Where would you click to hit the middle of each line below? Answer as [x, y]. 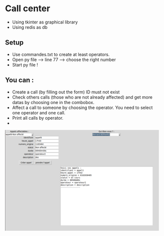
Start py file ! [25, 64]
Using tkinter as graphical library [45, 22]
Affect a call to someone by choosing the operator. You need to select [82, 107]
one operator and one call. [39, 112]
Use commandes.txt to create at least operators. [61, 54]
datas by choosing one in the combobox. [53, 102]
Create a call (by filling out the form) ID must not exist [66, 92]
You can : [20, 80]
